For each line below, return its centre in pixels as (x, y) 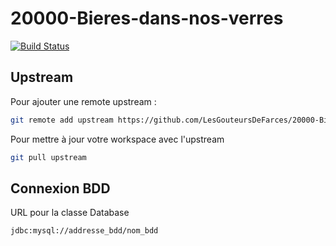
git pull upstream (48, 157)
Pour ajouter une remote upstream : (83, 101)
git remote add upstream (62, 120)
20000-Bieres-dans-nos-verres (147, 18)
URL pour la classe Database (70, 213)
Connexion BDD (60, 188)
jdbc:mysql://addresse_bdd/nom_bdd (84, 231)
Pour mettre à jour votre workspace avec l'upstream (117, 139)
